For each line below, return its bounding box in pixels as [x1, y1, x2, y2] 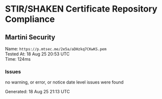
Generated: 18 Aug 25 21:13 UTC [5, 89, 70, 95]
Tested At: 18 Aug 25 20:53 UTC [5, 51, 70, 57]
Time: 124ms [5, 56, 31, 62]
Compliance [5, 14, 55, 25]
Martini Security [5, 33, 55, 41]
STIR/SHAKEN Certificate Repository [5, 3, 158, 15]
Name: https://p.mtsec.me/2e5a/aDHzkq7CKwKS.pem [5, 46, 107, 51]
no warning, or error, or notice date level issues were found [5, 79, 124, 85]
